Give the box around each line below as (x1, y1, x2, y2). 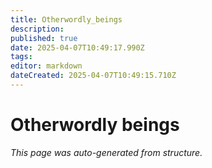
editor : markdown (10, 61, 83, 71)
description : (10, 24, 65, 34)
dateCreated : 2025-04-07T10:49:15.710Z (10, 71, 177, 81)
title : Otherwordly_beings (10, 14, 123, 25)
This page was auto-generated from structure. (10, 146, 203, 158)
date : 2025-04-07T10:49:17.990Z (10, 42, 145, 53)
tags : (10, 52, 33, 62)
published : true (10, 33, 78, 43)
